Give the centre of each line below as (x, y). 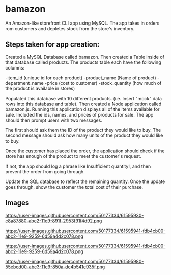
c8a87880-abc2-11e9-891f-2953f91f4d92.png (54, 221)
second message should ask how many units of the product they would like (84, 135)
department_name (25, 83)
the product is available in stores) (40, 88)
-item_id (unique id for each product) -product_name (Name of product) (81, 78)
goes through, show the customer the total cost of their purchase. (74, 187)
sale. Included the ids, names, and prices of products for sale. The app (79, 114)
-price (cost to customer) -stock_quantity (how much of (103, 83)
